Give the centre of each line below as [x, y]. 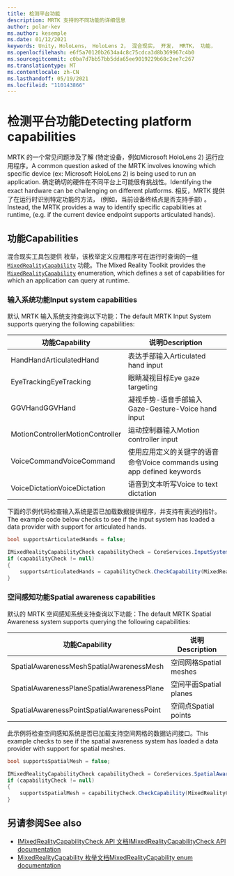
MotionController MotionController [66, 435]
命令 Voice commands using [173, 462]
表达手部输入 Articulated [167, 356]
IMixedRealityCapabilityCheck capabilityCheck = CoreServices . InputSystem [118, 552]
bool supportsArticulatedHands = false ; [67, 540]
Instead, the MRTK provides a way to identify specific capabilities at [104, 207]
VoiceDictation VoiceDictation [58, 488]
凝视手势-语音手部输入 [165, 400]
